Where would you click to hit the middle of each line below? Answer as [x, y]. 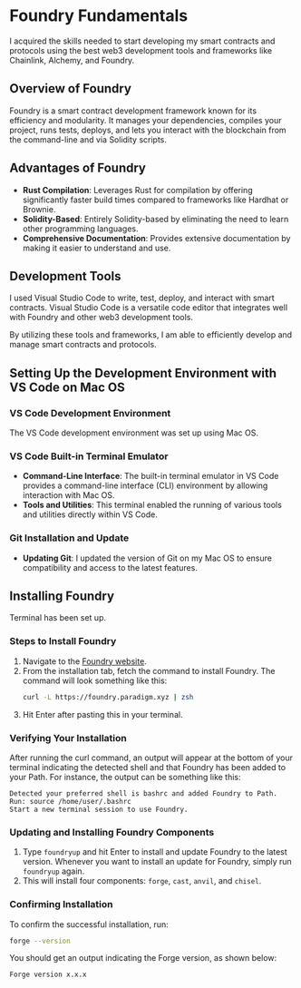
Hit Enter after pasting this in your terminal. [102, 714]
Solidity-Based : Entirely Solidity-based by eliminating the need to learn [155, 219]
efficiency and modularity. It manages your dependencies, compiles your [146, 120]
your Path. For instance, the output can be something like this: [126, 777]
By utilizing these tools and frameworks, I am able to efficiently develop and [151, 335]
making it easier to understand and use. [97, 248]
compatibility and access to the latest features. [110, 567]
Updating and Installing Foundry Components [112, 832]
